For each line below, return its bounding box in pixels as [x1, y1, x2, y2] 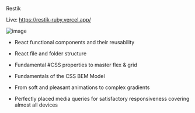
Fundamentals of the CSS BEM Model [14, 73, 105, 79]
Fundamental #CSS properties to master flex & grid [14, 61, 137, 68]
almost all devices [14, 101, 58, 108]
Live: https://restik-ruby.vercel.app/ [6, 16, 92, 23]
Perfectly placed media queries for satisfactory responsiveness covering [14, 96, 190, 102]
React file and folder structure [14, 50, 87, 57]
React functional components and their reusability [14, 39, 135, 45]
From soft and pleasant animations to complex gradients [14, 84, 150, 91]
